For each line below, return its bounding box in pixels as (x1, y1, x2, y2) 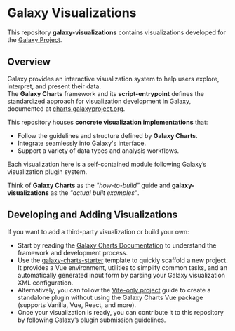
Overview (7, 56, 51, 68)
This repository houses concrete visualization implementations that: (7, 118, 208, 126)
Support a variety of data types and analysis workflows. (17, 146, 180, 155)
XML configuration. (17, 278, 74, 287)
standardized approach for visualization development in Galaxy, (7, 97, 192, 105)
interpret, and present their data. (7, 82, 102, 90)
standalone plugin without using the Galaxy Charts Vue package (17, 293, 203, 302)
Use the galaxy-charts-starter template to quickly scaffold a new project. (17, 256, 228, 264)
